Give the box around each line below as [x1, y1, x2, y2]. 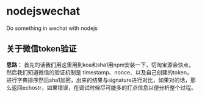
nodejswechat [6, 4, 81, 18]
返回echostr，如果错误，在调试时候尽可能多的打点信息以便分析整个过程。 [11, 84, 197, 91]
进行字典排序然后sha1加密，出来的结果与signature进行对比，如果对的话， [6, 76, 191, 84]
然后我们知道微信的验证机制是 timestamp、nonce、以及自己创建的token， [6, 68, 192, 76]
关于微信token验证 [6, 44, 77, 54]
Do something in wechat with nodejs [6, 24, 98, 32]
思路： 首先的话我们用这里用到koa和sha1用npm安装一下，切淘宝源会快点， [6, 61, 194, 68]
